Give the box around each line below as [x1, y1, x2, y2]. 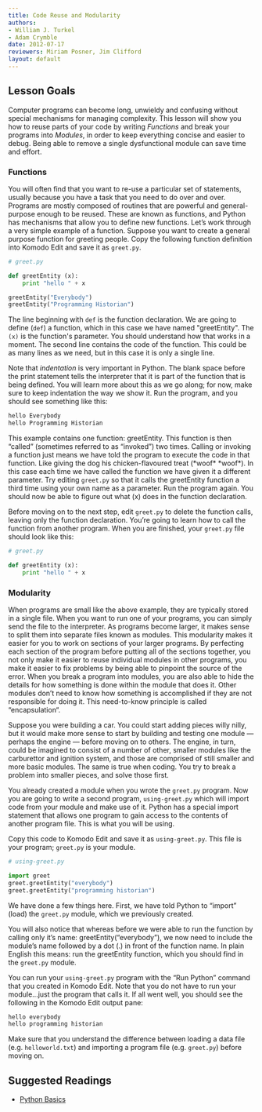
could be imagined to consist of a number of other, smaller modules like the [8, 746, 252, 755]
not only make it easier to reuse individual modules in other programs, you [8, 655, 247, 665]
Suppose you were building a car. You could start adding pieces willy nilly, [8, 720, 247, 730]
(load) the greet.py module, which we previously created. [8, 909, 194, 918]
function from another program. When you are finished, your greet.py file [8, 523, 245, 534]
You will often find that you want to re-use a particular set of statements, [8, 184, 242, 193]
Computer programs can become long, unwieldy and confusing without [8, 105, 239, 115]
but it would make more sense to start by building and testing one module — [8, 729, 254, 738]
